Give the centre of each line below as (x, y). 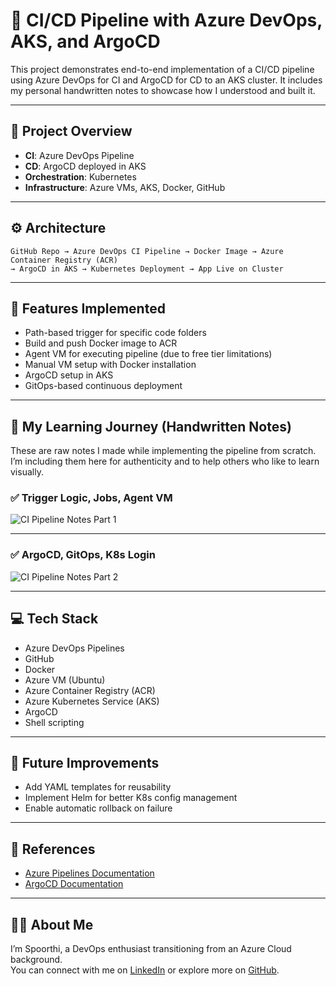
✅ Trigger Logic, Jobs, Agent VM (91, 498)
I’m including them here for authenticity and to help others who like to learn (165, 461)
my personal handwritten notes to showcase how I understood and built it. (163, 90)
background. (36, 960)
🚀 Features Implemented (88, 308)
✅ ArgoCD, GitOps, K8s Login (83, 555)
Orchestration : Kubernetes (80, 176)
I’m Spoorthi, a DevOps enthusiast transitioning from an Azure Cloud (151, 949)
